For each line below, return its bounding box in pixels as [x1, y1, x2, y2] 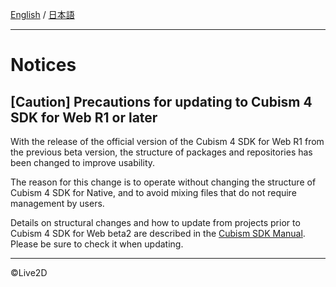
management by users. [10, 198, 105, 209]
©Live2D [10, 267, 48, 278]
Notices [10, 54, 77, 77]
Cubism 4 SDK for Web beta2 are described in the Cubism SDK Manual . [10, 228, 306, 239]
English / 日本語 [10, 9, 75, 20]
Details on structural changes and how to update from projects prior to [10, 217, 301, 228]
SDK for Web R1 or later [10, 109, 158, 126]
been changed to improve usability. [10, 157, 156, 168]
